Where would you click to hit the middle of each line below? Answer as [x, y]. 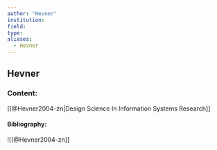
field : [17, 26]
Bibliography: [27, 124]
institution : [26, 20]
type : [15, 33]
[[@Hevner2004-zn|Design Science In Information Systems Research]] [109, 109]
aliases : [20, 39]
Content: [23, 93]
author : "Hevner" [32, 13]
